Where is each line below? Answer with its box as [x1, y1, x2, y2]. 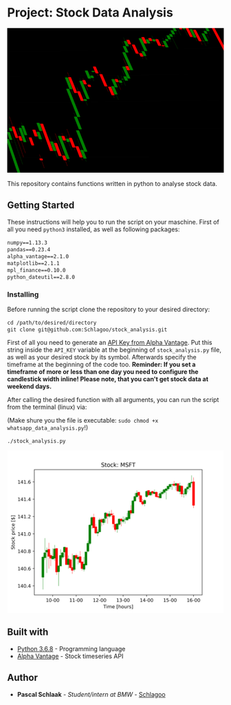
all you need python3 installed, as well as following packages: [7, 225, 180, 233]
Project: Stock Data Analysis [7, 5, 173, 21]
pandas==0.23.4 [7, 246, 51, 253]
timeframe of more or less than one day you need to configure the [7, 368, 199, 376]
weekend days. [7, 382, 52, 390]
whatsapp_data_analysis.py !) [7, 423, 89, 432]
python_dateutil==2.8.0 [7, 273, 76, 280]
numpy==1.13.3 [7, 239, 48, 246]
